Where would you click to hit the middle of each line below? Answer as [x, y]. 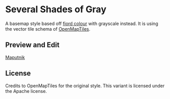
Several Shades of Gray [56, 9]
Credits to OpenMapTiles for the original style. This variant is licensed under [85, 86]
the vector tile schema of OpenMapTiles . [48, 29]
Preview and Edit [32, 45]
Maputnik [15, 57]
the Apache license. [26, 91]
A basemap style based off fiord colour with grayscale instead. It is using [82, 23]
